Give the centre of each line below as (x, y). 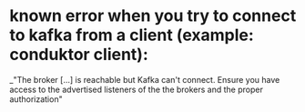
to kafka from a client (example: (132, 35)
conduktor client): (79, 55)
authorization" (36, 99)
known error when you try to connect (153, 16)
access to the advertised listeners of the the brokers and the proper (137, 89)
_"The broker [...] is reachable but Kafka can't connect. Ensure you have (145, 79)
